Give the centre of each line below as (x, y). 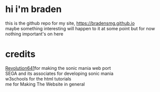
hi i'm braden (33, 9)
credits (20, 54)
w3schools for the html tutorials (38, 78)
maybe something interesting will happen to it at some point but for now (80, 28)
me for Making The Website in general (45, 84)
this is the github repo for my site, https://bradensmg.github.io (70, 23)
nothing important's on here (34, 34)
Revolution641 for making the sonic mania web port (58, 68)
